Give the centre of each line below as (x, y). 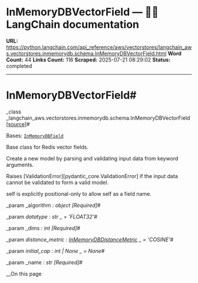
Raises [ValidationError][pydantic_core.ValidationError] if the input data (92, 176)
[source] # (18, 124)
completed (19, 66)
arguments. (20, 164)
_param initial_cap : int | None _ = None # (55, 251)
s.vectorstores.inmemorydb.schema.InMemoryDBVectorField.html (86, 53)
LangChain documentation (73, 24)
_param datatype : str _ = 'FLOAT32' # (52, 216)
